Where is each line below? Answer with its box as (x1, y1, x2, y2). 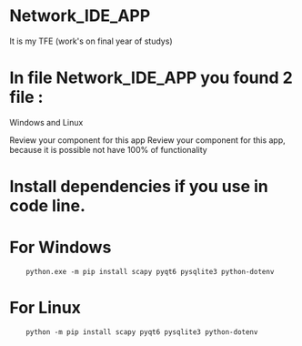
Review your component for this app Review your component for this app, (9, 134, 287, 146)
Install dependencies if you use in (9, 177, 268, 197)
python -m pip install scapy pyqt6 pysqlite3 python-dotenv (25, 327, 258, 337)
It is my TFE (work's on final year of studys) (9, 36, 173, 46)
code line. (9, 196, 86, 217)
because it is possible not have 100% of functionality (9, 144, 207, 155)
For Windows (9, 238, 112, 258)
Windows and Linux (9, 117, 84, 127)
